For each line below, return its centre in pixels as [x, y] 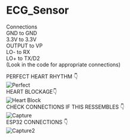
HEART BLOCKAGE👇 [32, 91]
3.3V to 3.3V [21, 39]
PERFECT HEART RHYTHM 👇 [42, 76]
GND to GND [22, 33]
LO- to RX [18, 52]
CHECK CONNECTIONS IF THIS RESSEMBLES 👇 [65, 107]
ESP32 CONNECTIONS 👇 [37, 122]
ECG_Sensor [38, 10]
